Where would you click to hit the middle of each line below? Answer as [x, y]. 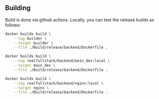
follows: [13, 25]
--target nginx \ [31, 88]
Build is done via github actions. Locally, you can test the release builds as [80, 20]
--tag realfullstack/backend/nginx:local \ [59, 83]
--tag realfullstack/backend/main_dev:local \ [62, 61]
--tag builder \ [30, 39]
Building [18, 8]
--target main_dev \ [35, 65]
